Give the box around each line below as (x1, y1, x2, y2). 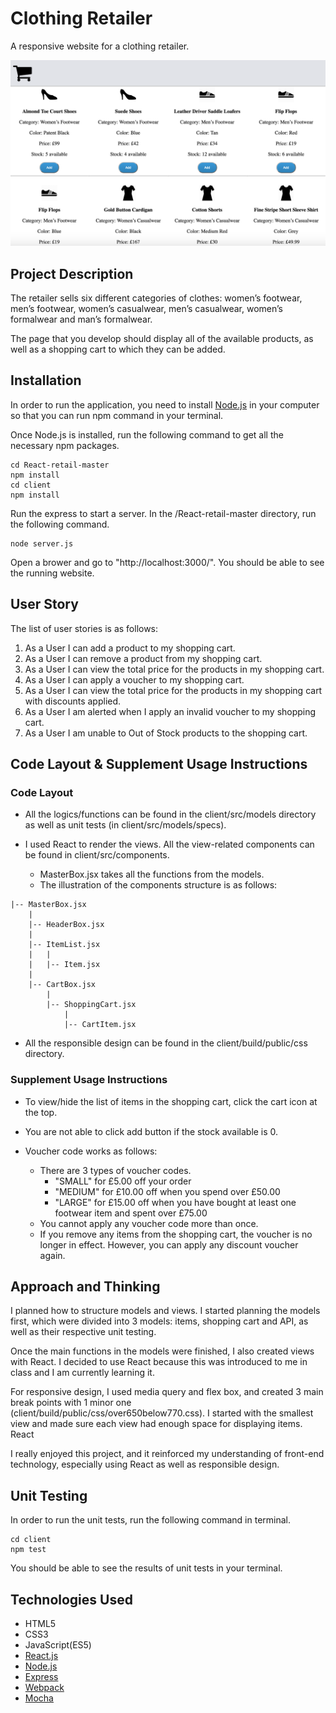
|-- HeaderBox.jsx (28, 920, 105, 930)
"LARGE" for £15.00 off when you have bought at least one (54, 1196, 297, 1208)
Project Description (10, 265, 134, 282)
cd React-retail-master (10, 460, 110, 470)
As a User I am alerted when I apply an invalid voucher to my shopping (24, 705, 317, 717)
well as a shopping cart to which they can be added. (10, 343, 226, 356)
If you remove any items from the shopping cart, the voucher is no (39, 1228, 313, 1240)
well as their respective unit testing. (10, 1326, 157, 1338)
